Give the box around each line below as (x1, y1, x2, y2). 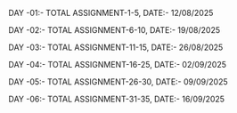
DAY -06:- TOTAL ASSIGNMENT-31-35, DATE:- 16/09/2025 (8, 93, 225, 104)
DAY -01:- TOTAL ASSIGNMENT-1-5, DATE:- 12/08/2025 (8, 8, 214, 18)
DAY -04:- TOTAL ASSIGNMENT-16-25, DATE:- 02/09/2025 (8, 60, 227, 69)
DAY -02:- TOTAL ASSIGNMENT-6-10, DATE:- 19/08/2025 (8, 25, 221, 35)
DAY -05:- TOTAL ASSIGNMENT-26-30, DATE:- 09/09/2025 (8, 77, 228, 87)
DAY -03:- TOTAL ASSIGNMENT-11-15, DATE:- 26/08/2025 (8, 42, 224, 52)
